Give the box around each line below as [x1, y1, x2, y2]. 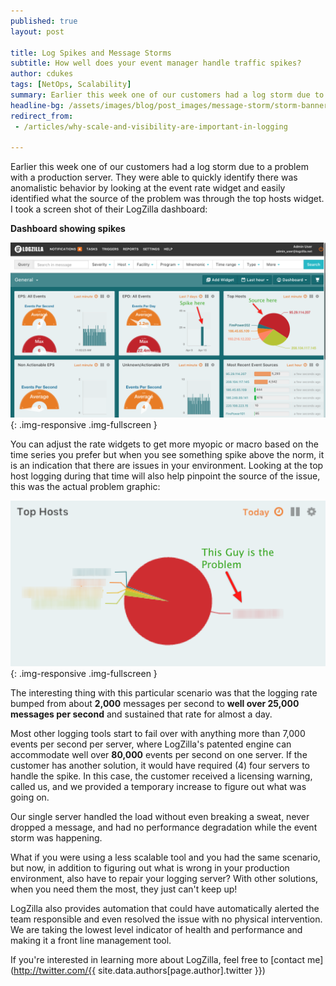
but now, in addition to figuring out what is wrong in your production [10, 862, 290, 874]
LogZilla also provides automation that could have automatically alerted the [10, 903, 320, 915]
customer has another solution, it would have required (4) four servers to [10, 760, 310, 772]
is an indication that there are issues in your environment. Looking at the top [10, 459, 324, 471]
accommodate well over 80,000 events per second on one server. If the [10, 749, 308, 761]
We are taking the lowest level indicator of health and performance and [10, 924, 303, 936]
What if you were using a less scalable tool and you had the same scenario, [10, 851, 321, 864]
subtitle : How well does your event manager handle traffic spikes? [10, 58, 302, 69]
